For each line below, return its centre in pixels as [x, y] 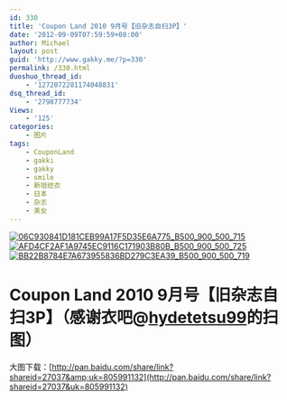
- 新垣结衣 [43, 186]
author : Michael [40, 43]
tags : [19, 144]
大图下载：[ [31, 367]
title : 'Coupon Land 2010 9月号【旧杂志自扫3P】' [98, 26]
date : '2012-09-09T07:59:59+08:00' [76, 34]
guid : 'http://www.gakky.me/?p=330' [78, 60]
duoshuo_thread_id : [46, 77]
